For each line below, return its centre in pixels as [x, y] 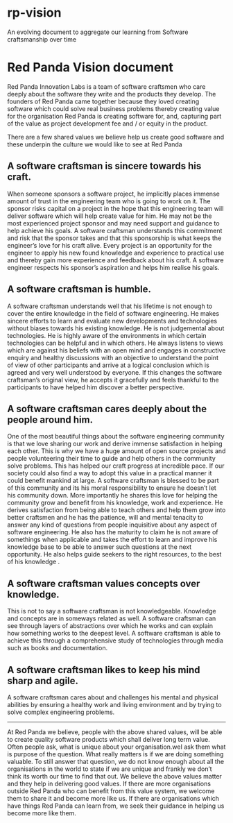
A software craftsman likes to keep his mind [104, 670]
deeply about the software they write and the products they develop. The [112, 94]
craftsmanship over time [42, 39]
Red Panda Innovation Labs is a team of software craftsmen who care [106, 86]
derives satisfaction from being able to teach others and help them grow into [116, 510]
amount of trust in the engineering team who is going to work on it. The [109, 201]
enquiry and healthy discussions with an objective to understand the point [113, 357]
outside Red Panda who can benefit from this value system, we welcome [111, 791]
